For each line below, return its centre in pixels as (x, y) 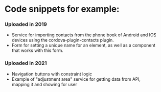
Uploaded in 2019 (26, 24)
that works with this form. (37, 50)
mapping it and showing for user (44, 84)
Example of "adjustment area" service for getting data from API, (76, 79)
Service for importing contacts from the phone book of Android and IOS (84, 35)
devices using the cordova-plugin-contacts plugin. (63, 40)
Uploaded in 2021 (26, 63)
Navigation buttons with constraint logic (52, 74)
